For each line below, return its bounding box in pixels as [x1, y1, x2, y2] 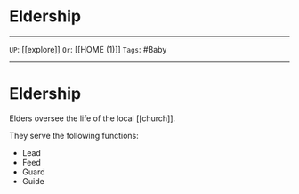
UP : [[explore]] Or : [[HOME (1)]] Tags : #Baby [9, 44, 167, 54]
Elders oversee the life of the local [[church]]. [9, 113, 176, 124]
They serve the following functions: [9, 130, 140, 141]
